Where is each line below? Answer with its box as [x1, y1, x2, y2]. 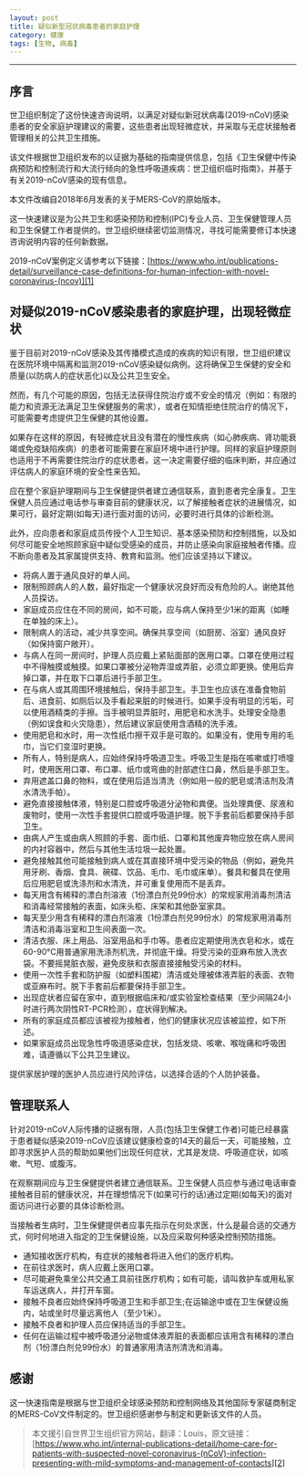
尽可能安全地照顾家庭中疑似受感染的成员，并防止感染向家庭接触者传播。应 [16, 539, 297, 550]
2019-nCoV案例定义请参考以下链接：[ [9, 256, 151, 267]
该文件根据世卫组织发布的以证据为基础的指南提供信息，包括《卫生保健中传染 [9, 152, 297, 162]
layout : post [9, 13, 59, 23]
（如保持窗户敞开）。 [22, 638, 99, 649]
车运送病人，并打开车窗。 [22, 1284, 119, 1295]
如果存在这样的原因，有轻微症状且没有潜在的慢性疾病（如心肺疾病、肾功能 [9, 431, 289, 443]
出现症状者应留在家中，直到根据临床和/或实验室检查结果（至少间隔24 [22, 991, 284, 1002]
